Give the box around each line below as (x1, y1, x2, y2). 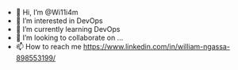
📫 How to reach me (15, 42, 82, 51)
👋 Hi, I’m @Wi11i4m (15, 8, 79, 17)
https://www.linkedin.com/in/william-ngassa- (83, 42, 230, 51)
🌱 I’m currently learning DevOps (15, 25, 121, 33)
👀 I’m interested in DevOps (15, 16, 103, 25)
